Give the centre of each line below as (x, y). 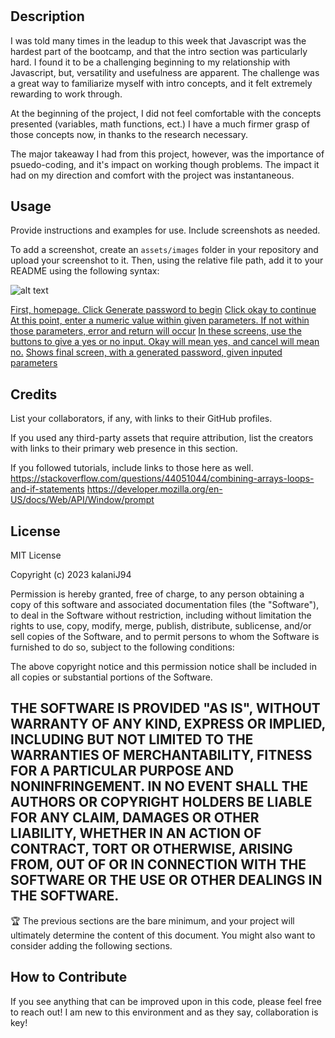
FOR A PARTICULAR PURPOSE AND (122, 771)
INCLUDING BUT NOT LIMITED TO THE (132, 739)
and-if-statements (47, 489)
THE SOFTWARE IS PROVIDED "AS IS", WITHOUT (165, 708)
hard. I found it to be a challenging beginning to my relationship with (150, 62)
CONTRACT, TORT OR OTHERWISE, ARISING (151, 849)
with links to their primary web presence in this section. (124, 449)
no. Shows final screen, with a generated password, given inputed (146, 352)
